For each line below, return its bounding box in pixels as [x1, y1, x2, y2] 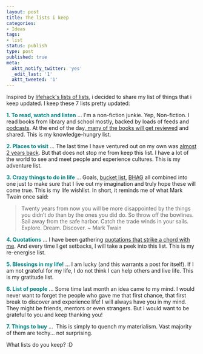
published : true [6, 54, 47, 60]
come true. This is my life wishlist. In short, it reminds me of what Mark [6, 186, 183, 194]
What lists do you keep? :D [6, 341, 73, 349]
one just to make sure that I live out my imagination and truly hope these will [6, 180, 196, 188]
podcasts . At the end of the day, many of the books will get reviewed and [6, 124, 189, 132]
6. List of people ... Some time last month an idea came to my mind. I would [6, 285, 195, 293]
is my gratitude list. [6, 274, 54, 281]
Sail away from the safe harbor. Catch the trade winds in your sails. [21, 218, 189, 225]
